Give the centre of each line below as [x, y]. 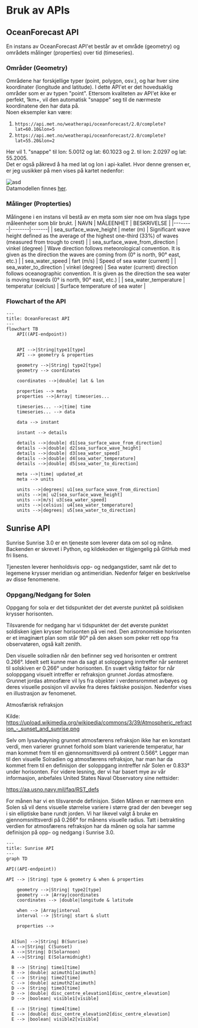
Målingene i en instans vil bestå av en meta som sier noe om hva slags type [98, 217]
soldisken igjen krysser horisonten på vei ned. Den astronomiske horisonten [98, 631]
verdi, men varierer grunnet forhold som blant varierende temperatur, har [95, 747]
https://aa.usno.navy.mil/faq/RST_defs [53, 789]
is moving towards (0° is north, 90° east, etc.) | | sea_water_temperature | [95, 279]
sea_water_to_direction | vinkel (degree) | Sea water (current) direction [92, 267]
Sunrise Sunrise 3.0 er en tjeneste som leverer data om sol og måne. [90, 543]
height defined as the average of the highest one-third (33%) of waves [92, 236]
